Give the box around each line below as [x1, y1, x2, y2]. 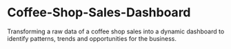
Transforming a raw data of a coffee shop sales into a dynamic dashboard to [7, 27, 225, 35]
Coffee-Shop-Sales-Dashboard [7, 5, 191, 20]
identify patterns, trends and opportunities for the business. [7, 34, 177, 42]
